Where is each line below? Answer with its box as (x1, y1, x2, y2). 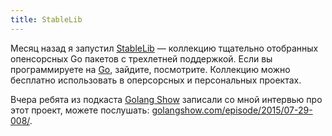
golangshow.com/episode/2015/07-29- (151, 104, 313, 116)
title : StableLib (10, 14, 83, 25)
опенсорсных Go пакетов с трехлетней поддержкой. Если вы (10, 52, 273, 65)
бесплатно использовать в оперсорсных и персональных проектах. (10, 74, 302, 86)
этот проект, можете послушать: (10, 104, 150, 116)
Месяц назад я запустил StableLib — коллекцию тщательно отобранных (10, 42, 319, 54)
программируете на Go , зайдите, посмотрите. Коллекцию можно (10, 63, 291, 75)
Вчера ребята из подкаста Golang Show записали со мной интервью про (10, 93, 323, 105)
